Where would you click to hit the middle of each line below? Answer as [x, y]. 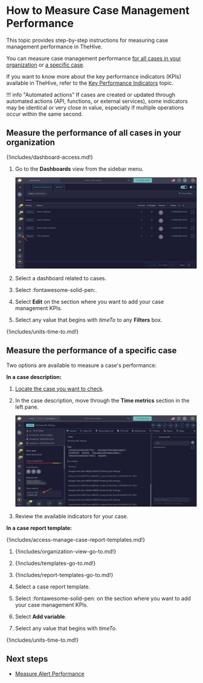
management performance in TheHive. [54, 47]
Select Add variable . [41, 617]
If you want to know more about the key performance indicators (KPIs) [94, 76]
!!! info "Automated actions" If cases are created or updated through [91, 94]
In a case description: [34, 377]
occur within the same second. [45, 114]
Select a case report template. [53, 587]
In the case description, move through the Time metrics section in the [102, 400]
